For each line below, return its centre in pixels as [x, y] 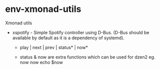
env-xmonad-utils [43, 9]
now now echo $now [41, 62]
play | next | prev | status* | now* [54, 47]
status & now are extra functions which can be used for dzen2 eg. [87, 57]
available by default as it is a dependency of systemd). [68, 38]
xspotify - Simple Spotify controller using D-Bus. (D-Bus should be [81, 32]
